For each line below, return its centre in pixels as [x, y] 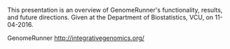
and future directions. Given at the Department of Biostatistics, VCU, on [110, 17]
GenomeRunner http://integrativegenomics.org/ [76, 38]
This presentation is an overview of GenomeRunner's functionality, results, [115, 10]
